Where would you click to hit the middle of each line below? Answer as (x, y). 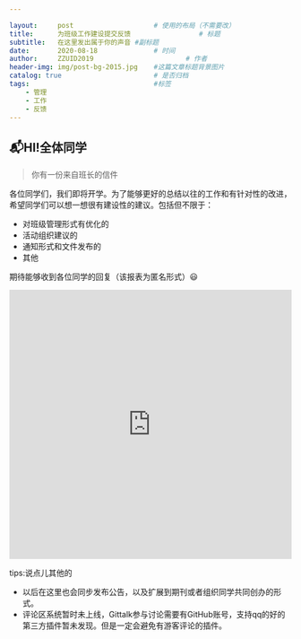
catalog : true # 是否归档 (99, 76)
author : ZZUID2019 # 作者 (108, 59)
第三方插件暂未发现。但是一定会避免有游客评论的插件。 (124, 626)
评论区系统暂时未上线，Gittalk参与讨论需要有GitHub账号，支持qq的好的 (154, 615)
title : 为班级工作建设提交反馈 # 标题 (115, 34)
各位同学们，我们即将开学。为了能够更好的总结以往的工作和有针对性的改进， (150, 194)
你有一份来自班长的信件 (74, 175)
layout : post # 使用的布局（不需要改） (122, 25)
